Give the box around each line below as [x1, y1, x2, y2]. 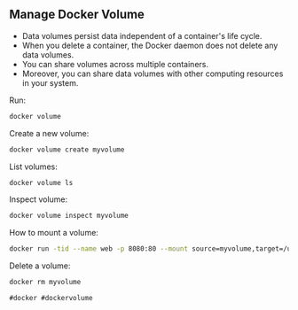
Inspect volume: [9, 194, 68, 205]
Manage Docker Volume [9, 7, 145, 22]
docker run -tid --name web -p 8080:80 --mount [9, 244, 189, 253]
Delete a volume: [9, 260, 71, 271]
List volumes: [9, 161, 58, 172]
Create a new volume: [9, 128, 90, 138]
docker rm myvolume [9, 278, 82, 287]
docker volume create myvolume [9, 145, 125, 154]
